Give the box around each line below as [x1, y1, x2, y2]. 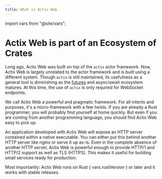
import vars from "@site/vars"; [5, 20, 66, 26]
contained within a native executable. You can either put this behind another [5, 134, 157, 140]
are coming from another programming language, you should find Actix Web [5, 114, 157, 120]
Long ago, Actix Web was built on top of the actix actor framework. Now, [5, 64, 151, 69]
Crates [5, 48, 33, 59]
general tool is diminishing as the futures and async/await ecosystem [5, 79, 143, 85]
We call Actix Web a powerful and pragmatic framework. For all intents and [5, 99, 154, 105]
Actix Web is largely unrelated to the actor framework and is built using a [5, 69, 150, 75]
